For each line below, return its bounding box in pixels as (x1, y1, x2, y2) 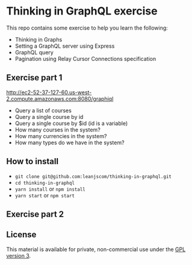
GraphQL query (14, 48, 54, 56)
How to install (6, 156, 59, 167)
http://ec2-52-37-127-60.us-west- (6, 89, 92, 96)
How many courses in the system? (14, 126, 101, 133)
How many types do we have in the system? (14, 139, 125, 146)
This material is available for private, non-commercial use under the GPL (6, 246, 186, 253)
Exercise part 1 (6, 72, 63, 83)
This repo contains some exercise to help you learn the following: (6, 24, 169, 31)
